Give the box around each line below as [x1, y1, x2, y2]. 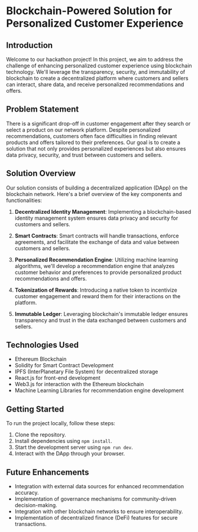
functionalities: [6, 197, 43, 204]
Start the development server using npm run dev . [14, 444, 133, 451]
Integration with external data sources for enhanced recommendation [14, 483, 184, 490]
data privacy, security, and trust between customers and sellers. [6, 151, 163, 158]
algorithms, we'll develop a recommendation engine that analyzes [14, 262, 175, 269]
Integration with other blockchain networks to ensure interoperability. [14, 508, 183, 515]
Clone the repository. [14, 431, 66, 438]
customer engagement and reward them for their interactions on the [14, 292, 181, 299]
